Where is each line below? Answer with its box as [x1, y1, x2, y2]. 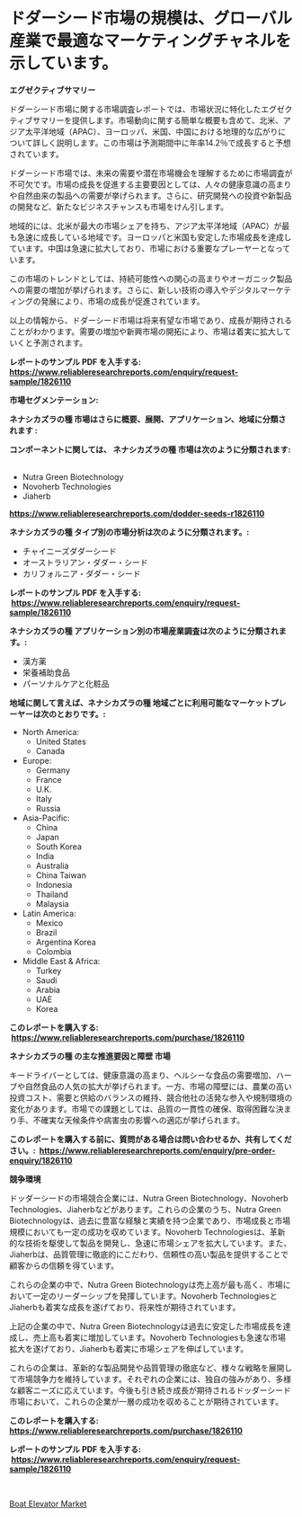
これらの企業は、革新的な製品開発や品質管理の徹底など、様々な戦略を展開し [9, 1362, 293, 1373]
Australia [35, 860, 69, 871]
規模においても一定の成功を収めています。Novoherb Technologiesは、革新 [9, 1226, 286, 1237]
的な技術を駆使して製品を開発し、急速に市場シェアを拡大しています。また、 [9, 1238, 292, 1248]
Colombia [35, 945, 72, 957]
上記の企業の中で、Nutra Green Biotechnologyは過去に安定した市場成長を [9, 1320, 283, 1331]
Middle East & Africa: [22, 955, 101, 966]
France [35, 774, 63, 785]
